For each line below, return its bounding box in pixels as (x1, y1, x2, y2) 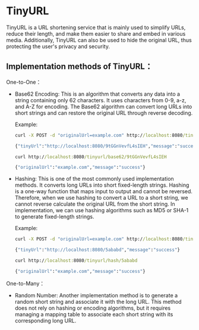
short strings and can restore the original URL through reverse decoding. (14, 109, 193, 117)
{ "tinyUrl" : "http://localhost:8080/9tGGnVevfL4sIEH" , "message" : (14, 143, 178, 149)
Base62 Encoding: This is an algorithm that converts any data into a (14, 90, 180, 98)
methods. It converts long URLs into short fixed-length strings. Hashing (14, 181, 189, 188)
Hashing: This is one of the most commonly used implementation (14, 175, 174, 183)
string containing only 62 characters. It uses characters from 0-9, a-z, (14, 96, 187, 103)
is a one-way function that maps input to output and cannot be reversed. (14, 188, 193, 195)
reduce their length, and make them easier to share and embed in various (6, 30, 186, 37)
